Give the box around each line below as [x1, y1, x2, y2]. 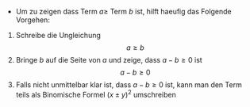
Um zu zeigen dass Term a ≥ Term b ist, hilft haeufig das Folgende [15, 7, 232, 16]
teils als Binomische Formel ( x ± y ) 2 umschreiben [15, 89, 176, 99]
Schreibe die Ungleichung [15, 31, 102, 40]
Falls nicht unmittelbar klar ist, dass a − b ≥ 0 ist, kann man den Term [15, 80, 242, 90]
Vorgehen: [15, 15, 50, 25]
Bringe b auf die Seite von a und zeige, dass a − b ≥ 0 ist [15, 55, 202, 64]
